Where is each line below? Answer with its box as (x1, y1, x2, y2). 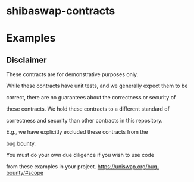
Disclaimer (6, 55, 47, 65)
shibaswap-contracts (6, 4, 115, 18)
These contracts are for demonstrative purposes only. (6, 71, 139, 78)
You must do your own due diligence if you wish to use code (6, 152, 155, 159)
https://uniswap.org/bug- (97, 163, 159, 170)
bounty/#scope (6, 170, 43, 177)
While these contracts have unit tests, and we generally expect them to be (6, 82, 188, 90)
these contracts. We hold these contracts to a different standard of (6, 105, 170, 112)
